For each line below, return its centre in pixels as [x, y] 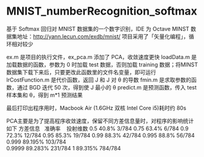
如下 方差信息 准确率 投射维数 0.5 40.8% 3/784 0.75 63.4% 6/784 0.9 [97, 128]
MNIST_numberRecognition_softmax [102, 11]
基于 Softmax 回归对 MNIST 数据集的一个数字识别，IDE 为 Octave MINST [98, 29]
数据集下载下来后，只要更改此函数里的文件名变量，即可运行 [81, 72]
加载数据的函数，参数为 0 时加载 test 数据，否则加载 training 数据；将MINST [102, 65]
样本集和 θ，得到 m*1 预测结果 [45, 95]
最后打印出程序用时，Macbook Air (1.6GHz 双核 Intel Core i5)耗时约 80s [96, 108]
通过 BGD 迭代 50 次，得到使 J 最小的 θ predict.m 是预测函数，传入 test [107, 87]
